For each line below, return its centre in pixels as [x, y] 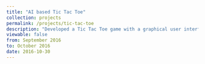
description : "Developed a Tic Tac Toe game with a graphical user [94, 29]
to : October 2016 [28, 46]
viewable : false [27, 35]
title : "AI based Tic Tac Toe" [46, 12]
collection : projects [34, 18]
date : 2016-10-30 [28, 52]
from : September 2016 [34, 40]
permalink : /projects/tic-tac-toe [50, 23]
